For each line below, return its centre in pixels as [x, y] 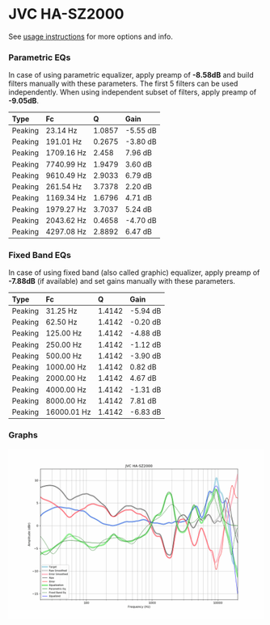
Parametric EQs [40, 57]
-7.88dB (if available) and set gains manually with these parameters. [122, 281]
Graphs [23, 435]
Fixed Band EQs [40, 255]
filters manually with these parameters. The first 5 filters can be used [123, 84]
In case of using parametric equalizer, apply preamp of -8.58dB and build [131, 75]
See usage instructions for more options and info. [91, 36]
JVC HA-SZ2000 [66, 14]
